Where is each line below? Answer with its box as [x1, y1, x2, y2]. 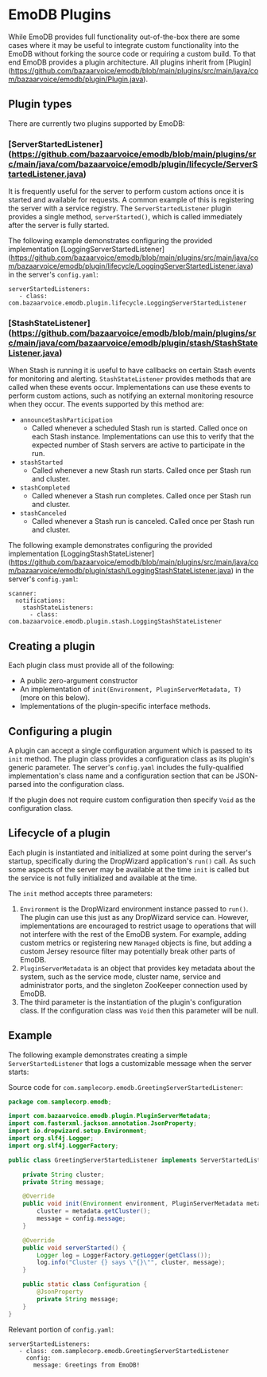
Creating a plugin [8, 639, 95, 653]
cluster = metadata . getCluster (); [37, 1207, 151, 1215]
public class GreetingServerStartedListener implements [8, 1156, 197, 1164]
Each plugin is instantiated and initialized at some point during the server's [8, 848, 252, 857]
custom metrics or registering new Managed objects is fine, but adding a [19, 938, 253, 947]
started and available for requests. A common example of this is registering [8, 195, 254, 205]
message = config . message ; [37, 1214, 126, 1223]
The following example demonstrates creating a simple [8, 1050, 188, 1060]
